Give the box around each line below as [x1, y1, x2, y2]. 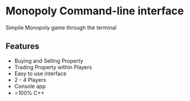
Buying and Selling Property [14, 57, 84, 64]
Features [5, 41, 39, 51]
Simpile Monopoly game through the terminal [5, 24, 117, 31]
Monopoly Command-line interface [5, 4, 185, 18]
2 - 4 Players [14, 76, 47, 83]
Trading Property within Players [14, 63, 92, 71]
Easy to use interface [14, 70, 67, 77]
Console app [14, 82, 46, 90]
